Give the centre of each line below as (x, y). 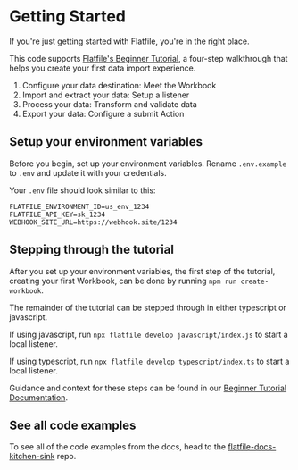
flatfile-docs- (252, 447)
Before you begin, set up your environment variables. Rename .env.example (148, 164)
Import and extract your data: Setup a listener (106, 95)
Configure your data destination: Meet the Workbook (119, 85)
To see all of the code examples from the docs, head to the (117, 447)
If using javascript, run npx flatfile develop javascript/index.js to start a (149, 334)
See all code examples (73, 425)
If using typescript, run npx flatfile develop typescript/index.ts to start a (149, 361)
